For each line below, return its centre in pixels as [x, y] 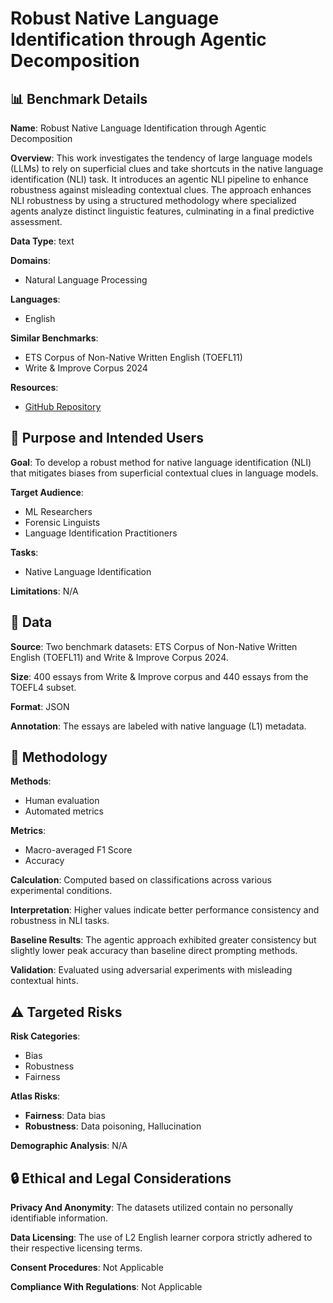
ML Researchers [58, 511]
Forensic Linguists [62, 522]
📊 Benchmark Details [79, 98]
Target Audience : [47, 492]
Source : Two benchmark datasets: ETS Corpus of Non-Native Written [154, 646]
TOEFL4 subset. [43, 687]
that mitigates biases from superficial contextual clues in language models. [164, 473]
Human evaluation [62, 801]
